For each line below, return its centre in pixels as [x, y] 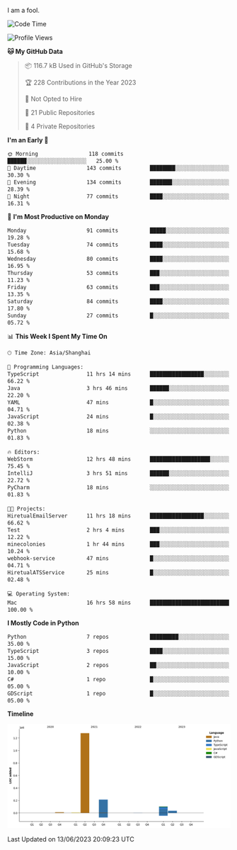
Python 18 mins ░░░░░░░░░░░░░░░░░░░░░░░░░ [118, 431]
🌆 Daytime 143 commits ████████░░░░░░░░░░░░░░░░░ [118, 168]
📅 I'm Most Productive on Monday [58, 217]
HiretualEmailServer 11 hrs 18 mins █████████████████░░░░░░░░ [118, 516]
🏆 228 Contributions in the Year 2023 [80, 82]
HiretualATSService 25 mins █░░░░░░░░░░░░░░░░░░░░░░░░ [118, 573]
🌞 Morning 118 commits [65, 154]
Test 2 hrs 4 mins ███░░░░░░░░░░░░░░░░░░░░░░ [118, 530]
